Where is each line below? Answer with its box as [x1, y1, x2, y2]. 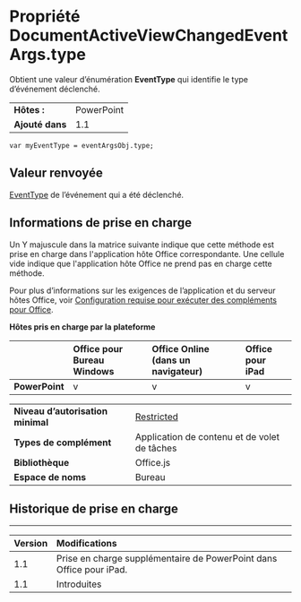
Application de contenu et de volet [134, 430, 280, 443]
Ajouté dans [13, 118, 67, 131]
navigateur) [151, 365, 203, 377]
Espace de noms [13, 470, 87, 483]
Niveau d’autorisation [13, 405, 108, 417]
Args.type [9, 45, 87, 64]
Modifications [56, 537, 117, 550]
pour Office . [9, 304, 54, 314]
